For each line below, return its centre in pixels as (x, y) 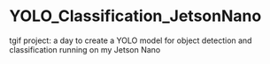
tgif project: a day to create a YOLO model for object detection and (131, 40)
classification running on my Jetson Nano (85, 49)
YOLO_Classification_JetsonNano (135, 16)
